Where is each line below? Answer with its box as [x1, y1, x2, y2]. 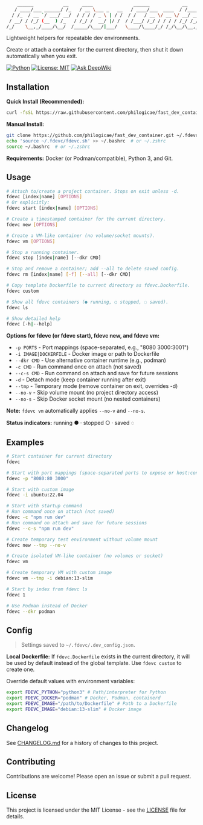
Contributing [6, 757, 56, 767]
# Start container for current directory [6, 453, 112, 459]
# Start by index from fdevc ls [6, 586, 88, 592]
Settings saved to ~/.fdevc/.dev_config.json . [21, 641, 135, 649]
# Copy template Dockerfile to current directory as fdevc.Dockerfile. [6, 282, 190, 289]
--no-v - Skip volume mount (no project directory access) [14, 389, 159, 396]
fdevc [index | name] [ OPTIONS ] [6, 194, 83, 200]
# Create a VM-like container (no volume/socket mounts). [6, 232, 155, 239]
